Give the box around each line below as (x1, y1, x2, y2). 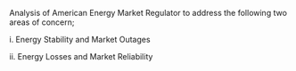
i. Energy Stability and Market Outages (9, 35, 151, 44)
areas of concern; (9, 17, 75, 28)
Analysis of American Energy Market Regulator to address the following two (9, 8, 288, 18)
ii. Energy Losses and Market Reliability (9, 51, 153, 61)
